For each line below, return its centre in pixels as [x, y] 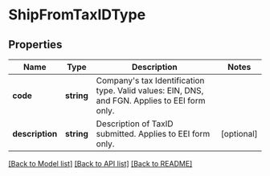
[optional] [239, 134]
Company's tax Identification [150, 80]
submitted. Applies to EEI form [153, 134]
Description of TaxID [135, 124]
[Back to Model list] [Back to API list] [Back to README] [100, 164]
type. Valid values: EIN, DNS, [150, 90]
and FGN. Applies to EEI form [151, 100]
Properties [35, 45]
